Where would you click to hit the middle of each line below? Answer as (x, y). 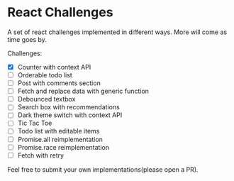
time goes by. (27, 39)
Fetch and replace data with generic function (83, 91)
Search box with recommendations (69, 107)
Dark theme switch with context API (70, 115)
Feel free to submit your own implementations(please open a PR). (103, 169)
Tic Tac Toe (35, 123)
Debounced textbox (46, 99)
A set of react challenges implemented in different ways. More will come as (117, 32)
